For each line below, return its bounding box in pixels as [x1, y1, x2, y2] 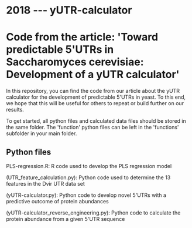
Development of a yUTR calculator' [6, 68, 180, 81]
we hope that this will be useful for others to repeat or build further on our [6, 100, 184, 107]
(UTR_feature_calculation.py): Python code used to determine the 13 [6, 174, 171, 181]
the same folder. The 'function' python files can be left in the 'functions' [6, 124, 179, 131]
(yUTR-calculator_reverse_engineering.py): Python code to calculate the [6, 209, 181, 216]
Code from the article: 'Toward [6, 31, 159, 44]
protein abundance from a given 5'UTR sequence [6, 215, 125, 222]
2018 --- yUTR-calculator [6, 4, 132, 17]
